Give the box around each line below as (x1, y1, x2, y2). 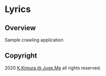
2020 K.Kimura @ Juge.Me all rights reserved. (5, 64, 101, 71)
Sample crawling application (5, 37, 64, 43)
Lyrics (5, 4, 31, 15)
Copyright (5, 51, 37, 60)
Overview (5, 24, 36, 32)
